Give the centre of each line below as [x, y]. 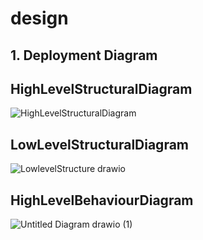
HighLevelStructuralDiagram [101, 88]
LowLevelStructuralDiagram [100, 144]
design [39, 18]
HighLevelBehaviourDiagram [102, 200]
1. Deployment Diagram [84, 55]
